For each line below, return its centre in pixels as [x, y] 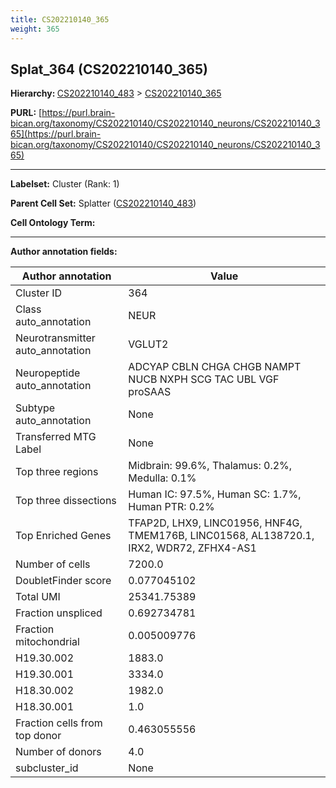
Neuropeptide [48, 373]
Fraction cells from [59, 723]
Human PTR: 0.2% [171, 507]
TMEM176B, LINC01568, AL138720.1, [221, 536]
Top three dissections [66, 501]
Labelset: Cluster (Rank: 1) [65, 184]
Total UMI [38, 597]
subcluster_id [47, 768]
